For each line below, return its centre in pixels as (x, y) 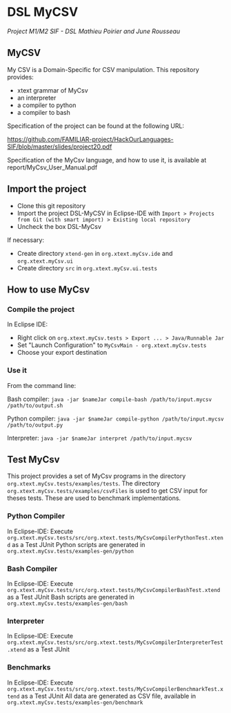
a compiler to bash (43, 112)
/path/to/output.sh (35, 405)
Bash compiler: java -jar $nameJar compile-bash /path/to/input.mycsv (110, 399)
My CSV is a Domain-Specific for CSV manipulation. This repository (103, 69)
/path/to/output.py (35, 425)
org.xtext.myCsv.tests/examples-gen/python (71, 551)
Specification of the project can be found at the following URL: (96, 126)
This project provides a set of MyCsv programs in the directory (97, 476)
